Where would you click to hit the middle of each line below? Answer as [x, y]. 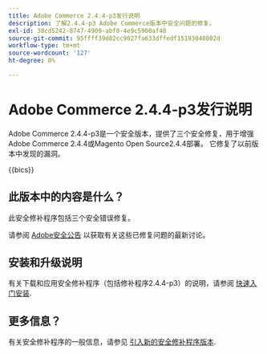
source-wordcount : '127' [50, 53]
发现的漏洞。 [43, 153]
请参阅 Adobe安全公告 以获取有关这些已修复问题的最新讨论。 [109, 234]
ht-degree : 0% [32, 61]
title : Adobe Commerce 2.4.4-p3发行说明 [74, 16]
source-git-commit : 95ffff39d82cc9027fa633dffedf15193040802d [114, 38]
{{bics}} [21, 169]
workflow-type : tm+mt [44, 46]
